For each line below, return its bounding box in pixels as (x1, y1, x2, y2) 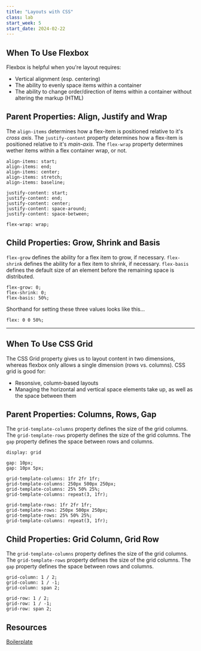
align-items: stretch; (6, 174, 63, 180)
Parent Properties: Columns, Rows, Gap (6, 409, 157, 419)
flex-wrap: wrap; (6, 221, 50, 227)
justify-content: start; (6, 190, 68, 196)
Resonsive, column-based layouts (14, 379, 99, 386)
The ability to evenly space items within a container (14, 82, 142, 89)
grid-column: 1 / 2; (6, 574, 58, 581)
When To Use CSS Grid (6, 339, 93, 349)
